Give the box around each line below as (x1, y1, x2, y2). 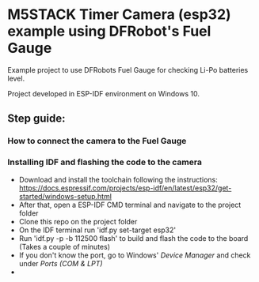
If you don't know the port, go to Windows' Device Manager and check (18, 250, 251, 260)
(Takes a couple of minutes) (18, 242, 110, 251)
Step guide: (7, 112, 66, 126)
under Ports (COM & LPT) (18, 258, 104, 268)
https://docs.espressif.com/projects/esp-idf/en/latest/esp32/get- (18, 183, 232, 193)
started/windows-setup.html (18, 191, 112, 201)
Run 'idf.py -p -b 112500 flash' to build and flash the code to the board (18, 233, 249, 243)
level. (7, 73, 25, 83)
